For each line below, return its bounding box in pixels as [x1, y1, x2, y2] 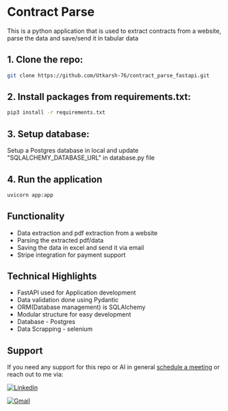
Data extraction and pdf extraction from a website [16, 229, 158, 237]
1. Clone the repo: [7, 54, 84, 66]
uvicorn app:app [7, 191, 53, 199]
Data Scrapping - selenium [16, 325, 93, 333]
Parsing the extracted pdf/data [16, 236, 104, 244]
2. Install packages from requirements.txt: [7, 91, 191, 103]
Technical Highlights [7, 271, 97, 282]
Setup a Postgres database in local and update [7, 147, 139, 155]
